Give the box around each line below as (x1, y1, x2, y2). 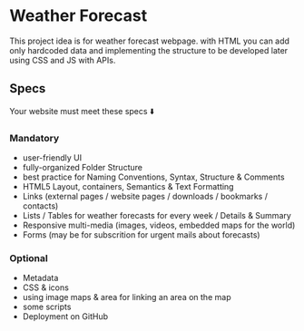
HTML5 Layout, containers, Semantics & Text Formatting (22, 181, 234, 192)
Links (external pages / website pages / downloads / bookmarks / (22, 191, 268, 202)
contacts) (22, 200, 59, 211)
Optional (9, 251, 48, 264)
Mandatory (9, 131, 60, 144)
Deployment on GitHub (22, 311, 109, 322)
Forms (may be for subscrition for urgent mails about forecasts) (22, 229, 260, 240)
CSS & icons (22, 282, 70, 293)
